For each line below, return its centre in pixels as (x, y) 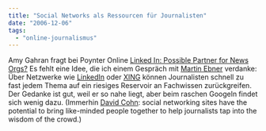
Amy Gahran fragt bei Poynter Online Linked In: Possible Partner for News (129, 60)
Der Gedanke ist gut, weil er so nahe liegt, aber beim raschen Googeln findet (133, 94)
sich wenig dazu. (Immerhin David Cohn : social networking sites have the (128, 102)
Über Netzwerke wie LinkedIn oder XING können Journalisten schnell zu (126, 77)
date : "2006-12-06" (40, 23)
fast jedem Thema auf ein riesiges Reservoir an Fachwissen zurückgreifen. (130, 86)
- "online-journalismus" (56, 38)
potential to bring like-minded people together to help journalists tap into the (133, 111)
